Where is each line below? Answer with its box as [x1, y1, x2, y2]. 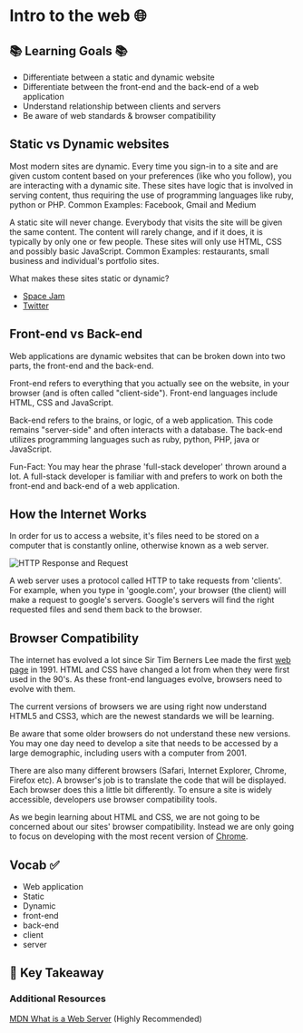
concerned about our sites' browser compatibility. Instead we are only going [9, 822, 295, 833]
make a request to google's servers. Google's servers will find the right [9, 595, 275, 606]
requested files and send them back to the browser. [9, 604, 202, 615]
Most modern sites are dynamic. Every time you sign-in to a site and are [9, 161, 279, 171]
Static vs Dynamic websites [9, 137, 170, 152]
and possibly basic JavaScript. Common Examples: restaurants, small [9, 246, 269, 257]
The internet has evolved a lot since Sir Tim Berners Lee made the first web [9, 655, 292, 666]
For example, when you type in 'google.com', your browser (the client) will [9, 585, 287, 596]
